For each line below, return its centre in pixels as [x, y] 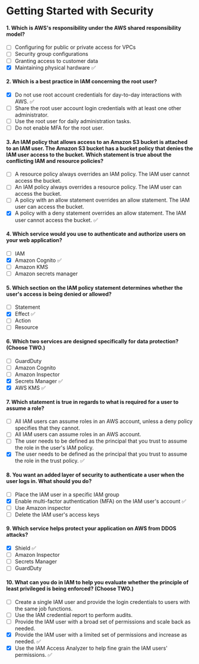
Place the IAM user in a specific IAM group [67, 494]
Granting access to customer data [56, 61]
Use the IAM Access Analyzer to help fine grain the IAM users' [91, 648]
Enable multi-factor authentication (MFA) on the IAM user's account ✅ [100, 501]
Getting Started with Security [80, 11]
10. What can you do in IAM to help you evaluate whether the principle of [97, 582]
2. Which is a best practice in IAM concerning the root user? [82, 82]
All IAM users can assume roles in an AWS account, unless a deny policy [104, 421]
